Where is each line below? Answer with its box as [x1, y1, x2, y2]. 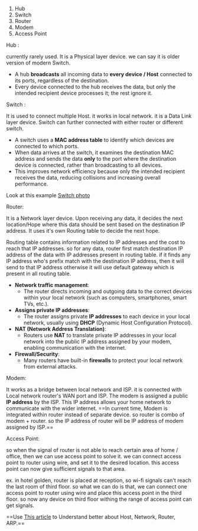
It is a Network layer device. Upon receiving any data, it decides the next [6, 215, 183, 221]
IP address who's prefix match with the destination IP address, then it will [6, 258, 184, 265]
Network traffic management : [14, 282, 90, 288]
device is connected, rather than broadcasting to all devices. [14, 162, 163, 168]
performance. [14, 180, 48, 187]
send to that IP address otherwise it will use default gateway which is [6, 264, 174, 271]
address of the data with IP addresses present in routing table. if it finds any [6, 251, 191, 258]
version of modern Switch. [6, 59, 71, 66]
